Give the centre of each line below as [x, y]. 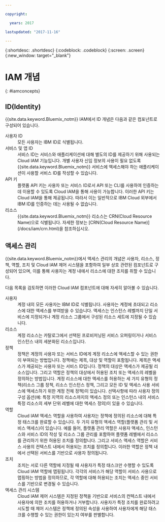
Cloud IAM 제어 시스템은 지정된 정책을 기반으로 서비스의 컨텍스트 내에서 [87, 496]
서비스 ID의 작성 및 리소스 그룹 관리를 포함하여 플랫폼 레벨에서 [86, 434]
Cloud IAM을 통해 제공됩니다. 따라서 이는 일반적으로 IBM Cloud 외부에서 [87, 198]
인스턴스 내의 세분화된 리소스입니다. [52, 341]
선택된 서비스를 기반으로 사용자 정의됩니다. [67, 453]
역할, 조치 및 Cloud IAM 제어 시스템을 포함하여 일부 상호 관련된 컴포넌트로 [82, 265]
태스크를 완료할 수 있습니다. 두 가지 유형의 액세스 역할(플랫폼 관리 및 [87, 422]
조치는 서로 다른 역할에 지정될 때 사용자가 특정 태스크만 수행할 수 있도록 [86, 465]
